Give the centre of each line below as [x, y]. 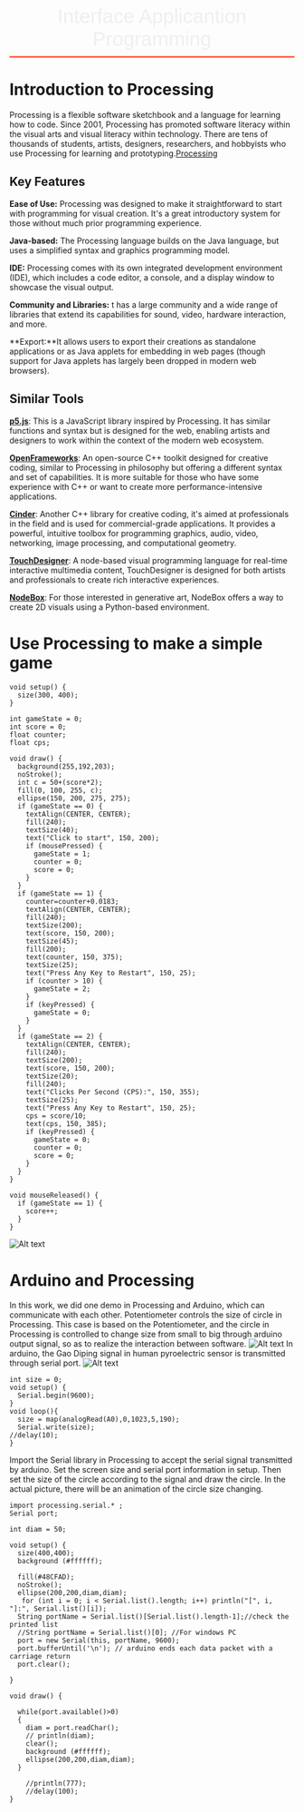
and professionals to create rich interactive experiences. [114, 580]
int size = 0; [36, 1380]
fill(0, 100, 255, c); [60, 790]
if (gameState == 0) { [60, 806]
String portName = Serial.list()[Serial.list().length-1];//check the [153, 1617]
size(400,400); [46, 1553]
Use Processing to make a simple [136, 643]
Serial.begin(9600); [56, 1396]
